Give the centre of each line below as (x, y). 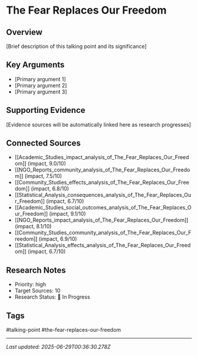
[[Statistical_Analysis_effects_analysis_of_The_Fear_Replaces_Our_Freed (103, 245)
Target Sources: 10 (37, 291)
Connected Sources (44, 143)
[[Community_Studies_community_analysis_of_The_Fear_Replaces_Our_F (103, 233)
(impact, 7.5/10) (43, 176)
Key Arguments (35, 65)
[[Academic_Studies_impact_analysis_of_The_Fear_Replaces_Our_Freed (102, 157)
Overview (24, 32)
